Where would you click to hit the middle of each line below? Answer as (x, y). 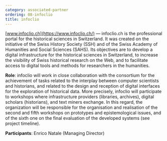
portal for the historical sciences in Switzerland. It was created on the (77, 39)
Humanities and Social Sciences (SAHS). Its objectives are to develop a (79, 50)
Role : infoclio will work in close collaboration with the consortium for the (80, 76)
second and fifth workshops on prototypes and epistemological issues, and (83, 113)
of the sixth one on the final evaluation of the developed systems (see (77, 118)
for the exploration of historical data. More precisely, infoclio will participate (83, 92)
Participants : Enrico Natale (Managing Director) (55, 133)
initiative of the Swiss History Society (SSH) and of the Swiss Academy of (81, 44)
